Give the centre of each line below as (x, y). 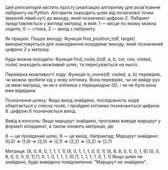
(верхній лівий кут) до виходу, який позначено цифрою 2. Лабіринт (77, 18)
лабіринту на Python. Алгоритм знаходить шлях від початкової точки (79, 13)
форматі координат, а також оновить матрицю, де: (60, 126)
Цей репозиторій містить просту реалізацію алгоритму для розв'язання (83, 7)
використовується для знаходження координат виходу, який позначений (84, 44)
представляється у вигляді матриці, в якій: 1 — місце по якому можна (81, 23)
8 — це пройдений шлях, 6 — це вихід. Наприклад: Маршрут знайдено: (82, 136)
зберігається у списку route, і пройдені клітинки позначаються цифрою (82, 105)
